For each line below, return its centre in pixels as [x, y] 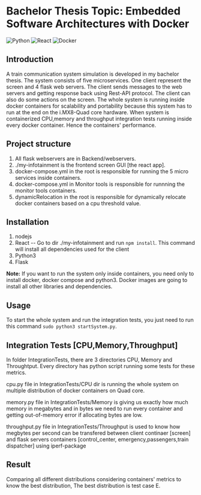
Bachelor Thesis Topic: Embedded [94, 11]
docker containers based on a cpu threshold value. [78, 203]
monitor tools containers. [46, 190]
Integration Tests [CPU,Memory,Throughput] [92, 345]
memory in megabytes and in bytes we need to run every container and [94, 408]
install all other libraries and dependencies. [59, 286]
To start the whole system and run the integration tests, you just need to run [100, 320]
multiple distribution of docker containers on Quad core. [76, 390]
